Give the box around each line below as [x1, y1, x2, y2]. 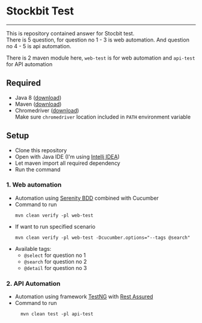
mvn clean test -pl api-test [20, 311, 94, 317]
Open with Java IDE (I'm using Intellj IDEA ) [14, 153, 120, 160]
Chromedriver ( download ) [14, 106, 79, 114]
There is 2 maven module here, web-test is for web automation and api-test [6, 54, 195, 61]
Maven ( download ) [14, 100, 62, 108]
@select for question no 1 [23, 251, 86, 259]
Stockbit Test [6, 4, 74, 18]
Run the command [14, 165, 61, 173]
